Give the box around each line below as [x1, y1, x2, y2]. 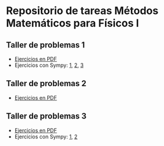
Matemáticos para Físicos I [6, 16, 139, 30]
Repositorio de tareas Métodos [6, 4, 159, 18]
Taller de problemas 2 [6, 79, 86, 89]
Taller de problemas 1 [6, 40, 85, 50]
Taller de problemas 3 [6, 111, 87, 121]
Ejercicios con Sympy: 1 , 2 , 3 [14, 62, 84, 69]
